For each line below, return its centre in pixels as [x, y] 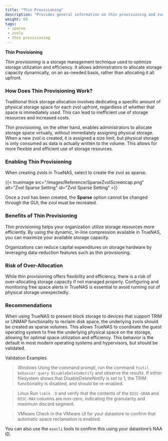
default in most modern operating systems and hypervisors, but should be [81, 343]
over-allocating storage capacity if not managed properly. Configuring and [82, 282]
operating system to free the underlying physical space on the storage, [78, 332]
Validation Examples [26, 358]
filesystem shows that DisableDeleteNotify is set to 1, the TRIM [82, 378]
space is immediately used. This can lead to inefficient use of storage [77, 112]
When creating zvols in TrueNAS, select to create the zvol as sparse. [76, 173]
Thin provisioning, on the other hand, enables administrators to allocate [79, 127]
